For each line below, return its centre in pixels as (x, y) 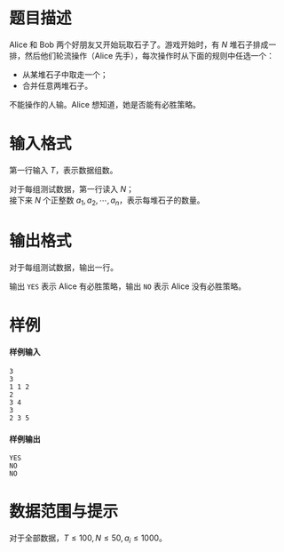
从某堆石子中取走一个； (65, 74)
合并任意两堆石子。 (57, 85)
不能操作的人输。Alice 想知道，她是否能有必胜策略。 (105, 104)
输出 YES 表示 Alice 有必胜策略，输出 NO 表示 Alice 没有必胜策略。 (128, 286)
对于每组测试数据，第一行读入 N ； (72, 188)
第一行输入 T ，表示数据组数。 (63, 170)
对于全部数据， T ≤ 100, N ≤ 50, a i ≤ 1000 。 (88, 539)
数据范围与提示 (64, 512)
